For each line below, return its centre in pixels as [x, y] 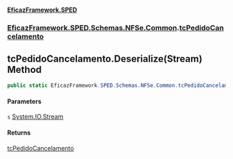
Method [25, 69]
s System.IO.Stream [35, 117]
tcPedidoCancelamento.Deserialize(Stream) [105, 59]
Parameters [24, 101]
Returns [19, 133]
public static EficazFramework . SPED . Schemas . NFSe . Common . [93, 86]
